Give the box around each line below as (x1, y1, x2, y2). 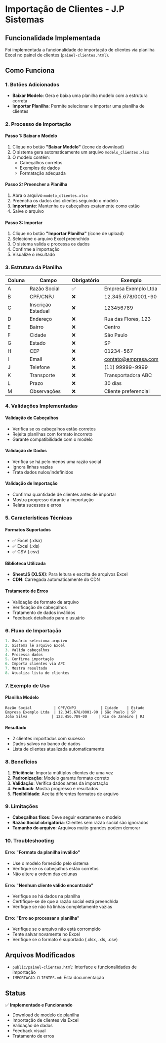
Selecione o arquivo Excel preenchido (12, 236, 90, 242)
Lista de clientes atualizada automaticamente (12, 746, 105, 752)
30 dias (104, 379, 122, 386)
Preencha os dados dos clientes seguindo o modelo (12, 198, 118, 204)
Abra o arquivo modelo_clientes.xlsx (12, 192, 88, 198)
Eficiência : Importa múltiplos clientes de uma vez (12, 769, 114, 775)
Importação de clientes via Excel (12, 1017, 79, 1023)
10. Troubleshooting (5, 837, 54, 844)
